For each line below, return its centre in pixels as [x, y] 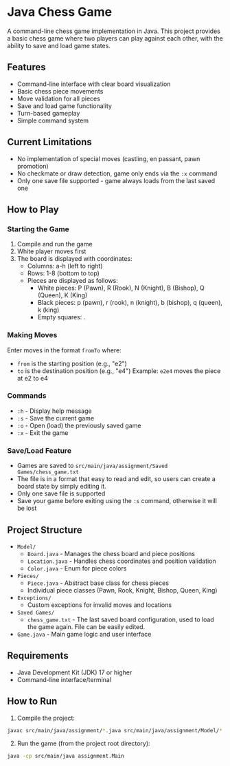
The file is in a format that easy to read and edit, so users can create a [116, 479]
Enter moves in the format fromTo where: [64, 350]
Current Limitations [50, 142]
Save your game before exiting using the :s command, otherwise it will [117, 501]
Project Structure [45, 530]
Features [26, 67]
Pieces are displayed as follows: [72, 281]
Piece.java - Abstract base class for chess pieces [98, 583]
